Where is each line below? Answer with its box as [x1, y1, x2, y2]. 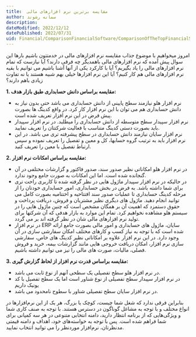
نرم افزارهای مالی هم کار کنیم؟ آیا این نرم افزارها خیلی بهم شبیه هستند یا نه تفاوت [6, 71, 184, 77]
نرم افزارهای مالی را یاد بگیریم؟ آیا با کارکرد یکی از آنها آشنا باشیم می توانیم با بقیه [6, 64, 184, 71]
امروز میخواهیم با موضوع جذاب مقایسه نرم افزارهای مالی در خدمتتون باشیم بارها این [6, 52, 190, 59]
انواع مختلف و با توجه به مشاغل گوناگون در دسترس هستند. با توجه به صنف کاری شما [6, 305, 190, 312]
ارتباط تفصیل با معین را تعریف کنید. [14, 143, 92, 150]
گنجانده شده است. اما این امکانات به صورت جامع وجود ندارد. [14, 172, 146, 178]
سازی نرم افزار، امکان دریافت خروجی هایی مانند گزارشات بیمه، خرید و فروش [14, 240, 184, 247]
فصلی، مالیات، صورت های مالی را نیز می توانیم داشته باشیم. [14, 246, 146, 253]
